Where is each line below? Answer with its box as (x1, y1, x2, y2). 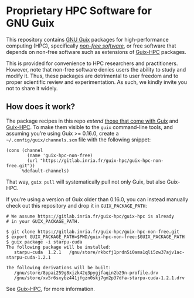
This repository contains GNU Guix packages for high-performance (6, 36, 169, 43)
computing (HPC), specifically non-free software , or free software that (6, 42, 176, 49)
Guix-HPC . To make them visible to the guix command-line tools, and (6, 123, 173, 130)
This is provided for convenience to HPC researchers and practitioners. (6, 60, 178, 67)
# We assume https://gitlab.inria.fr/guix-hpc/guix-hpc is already (6, 213, 175, 219)
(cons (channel (6, 147, 43, 153)
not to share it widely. (6, 84, 58, 92)
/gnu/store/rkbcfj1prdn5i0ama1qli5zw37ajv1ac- (69, 249, 185, 255)
